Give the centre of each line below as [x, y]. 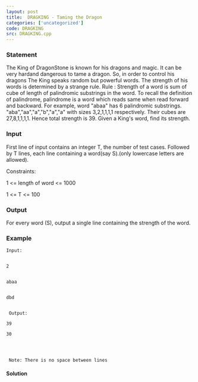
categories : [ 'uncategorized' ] [45, 23]
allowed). [17, 159]
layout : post [22, 12]
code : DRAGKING [25, 28]
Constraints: [21, 171]
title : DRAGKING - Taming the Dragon [54, 17]
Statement [22, 55]
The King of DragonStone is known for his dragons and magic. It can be [94, 68]
